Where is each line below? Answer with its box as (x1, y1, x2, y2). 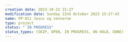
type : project (5, 20, 34, 26)
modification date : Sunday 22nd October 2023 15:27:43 (5, 12, 120, 16)
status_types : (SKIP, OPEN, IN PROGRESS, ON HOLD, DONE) (5, 29, 124, 34)
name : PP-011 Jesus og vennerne (5, 16, 71, 21)
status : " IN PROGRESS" (5, 25, 54, 30)
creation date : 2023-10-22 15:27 (5, 7, 74, 12)
